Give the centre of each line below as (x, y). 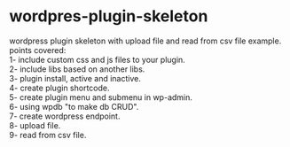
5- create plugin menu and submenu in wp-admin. (101, 97)
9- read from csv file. (48, 135)
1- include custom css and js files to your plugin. (98, 59)
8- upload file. (35, 125)
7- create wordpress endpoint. (65, 116)
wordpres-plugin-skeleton (109, 16)
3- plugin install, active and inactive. (75, 78)
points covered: (38, 50)
